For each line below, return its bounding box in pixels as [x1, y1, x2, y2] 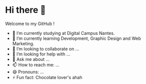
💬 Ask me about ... [12, 56, 50, 62]
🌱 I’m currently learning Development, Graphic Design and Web [12, 35, 142, 41]
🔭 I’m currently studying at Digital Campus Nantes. [12, 30, 115, 36]
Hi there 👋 [5, 4, 46, 16]
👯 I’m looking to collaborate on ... [12, 46, 79, 52]
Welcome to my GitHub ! [5, 21, 55, 27]
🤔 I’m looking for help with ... [12, 51, 71, 57]
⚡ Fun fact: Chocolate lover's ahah [12, 74, 82, 80]
